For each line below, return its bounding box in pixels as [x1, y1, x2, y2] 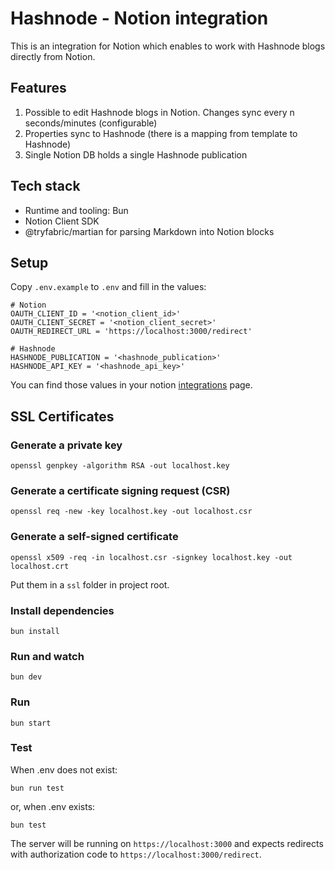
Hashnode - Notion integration [10, 7, 269, 30]
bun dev [10, 672, 43, 682]
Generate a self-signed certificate [10, 530, 179, 544]
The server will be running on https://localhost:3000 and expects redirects [10, 837, 324, 849]
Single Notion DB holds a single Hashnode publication [24, 148, 248, 161]
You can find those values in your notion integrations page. [10, 379, 253, 391]
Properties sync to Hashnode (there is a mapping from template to [24, 127, 298, 139]
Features [10, 80, 67, 97]
